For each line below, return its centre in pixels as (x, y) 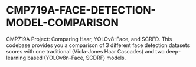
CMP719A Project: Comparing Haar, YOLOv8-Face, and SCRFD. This (89, 39)
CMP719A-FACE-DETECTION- (81, 10)
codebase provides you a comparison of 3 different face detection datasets (98, 45)
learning (16, 58)
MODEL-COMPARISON (63, 23)
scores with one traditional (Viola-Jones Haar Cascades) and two (85, 51)
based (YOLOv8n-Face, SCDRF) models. (77, 58)
